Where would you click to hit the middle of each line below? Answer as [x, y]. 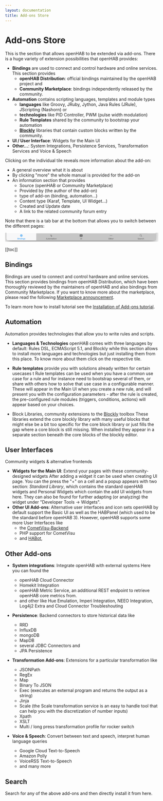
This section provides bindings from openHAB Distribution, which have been [81, 282]
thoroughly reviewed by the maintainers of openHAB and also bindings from [81, 287]
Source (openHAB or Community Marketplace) [66, 186]
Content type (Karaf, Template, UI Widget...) [63, 201]
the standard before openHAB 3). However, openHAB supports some [81, 518]
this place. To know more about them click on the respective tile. [77, 359]
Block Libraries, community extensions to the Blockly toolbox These [80, 414]
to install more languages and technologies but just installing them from [84, 353]
